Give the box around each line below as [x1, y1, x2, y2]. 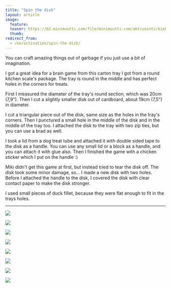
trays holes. [5, 195, 30, 202]
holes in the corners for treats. [5, 81, 69, 87]
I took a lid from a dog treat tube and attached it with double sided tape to [5, 137, 160, 143]
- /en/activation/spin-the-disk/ [10, 41, 81, 46]
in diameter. [5, 102, 30, 108]
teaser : [10, 27, 26, 32]
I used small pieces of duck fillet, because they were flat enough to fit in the [5, 190, 164, 196]
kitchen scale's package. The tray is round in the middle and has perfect [5, 75, 157, 82]
